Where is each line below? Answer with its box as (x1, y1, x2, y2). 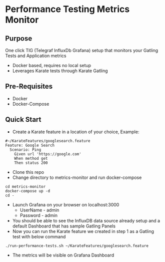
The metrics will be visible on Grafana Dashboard (12, 252, 114, 258)
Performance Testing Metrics (5, 4, 130, 15)
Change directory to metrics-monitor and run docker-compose (12, 174, 142, 180)
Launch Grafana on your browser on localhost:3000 (12, 201, 119, 207)
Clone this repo (12, 169, 44, 175)
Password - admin (19, 212, 58, 218)
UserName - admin (19, 207, 59, 213)
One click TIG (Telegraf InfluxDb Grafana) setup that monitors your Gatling (5, 48, 158, 53)
